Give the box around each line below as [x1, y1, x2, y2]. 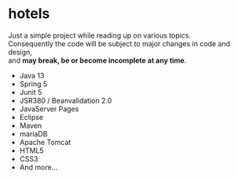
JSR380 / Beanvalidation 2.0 [19, 96, 112, 105]
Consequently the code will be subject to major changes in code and [8, 38, 230, 48]
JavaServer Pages [19, 104, 79, 114]
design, [8, 47, 33, 56]
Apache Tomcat [19, 137, 71, 147]
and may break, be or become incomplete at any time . [8, 56, 187, 65]
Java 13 [19, 71, 45, 80]
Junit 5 [19, 87, 42, 96]
